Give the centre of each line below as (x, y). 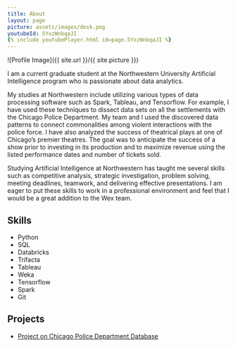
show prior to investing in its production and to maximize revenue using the (116, 147)
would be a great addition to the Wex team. (70, 198)
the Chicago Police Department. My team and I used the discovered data (113, 118)
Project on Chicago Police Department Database (88, 336)
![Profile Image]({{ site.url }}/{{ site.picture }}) (73, 60)
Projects (26, 319)
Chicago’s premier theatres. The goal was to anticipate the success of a (112, 140)
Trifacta (29, 259)
